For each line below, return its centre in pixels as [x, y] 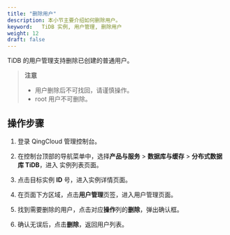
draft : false [26, 40]
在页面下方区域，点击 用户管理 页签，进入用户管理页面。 [97, 194]
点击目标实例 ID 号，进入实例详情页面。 [74, 180]
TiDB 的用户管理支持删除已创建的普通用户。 [70, 61]
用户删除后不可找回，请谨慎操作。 [84, 90]
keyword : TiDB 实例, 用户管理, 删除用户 [65, 27]
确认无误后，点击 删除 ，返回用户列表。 [72, 224]
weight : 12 [23, 33]
